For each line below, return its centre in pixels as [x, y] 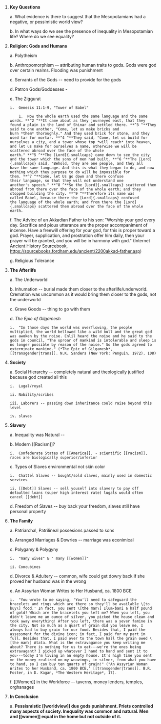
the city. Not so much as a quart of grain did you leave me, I [76, 625]
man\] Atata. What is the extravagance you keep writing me [83, 643]
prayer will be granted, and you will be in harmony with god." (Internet [80, 241]
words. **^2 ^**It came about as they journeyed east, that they [77, 121]
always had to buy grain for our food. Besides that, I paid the [77, 630]
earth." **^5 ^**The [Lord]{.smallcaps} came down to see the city [80, 155]
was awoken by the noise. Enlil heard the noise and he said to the [81, 336]
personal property [28, 511]
